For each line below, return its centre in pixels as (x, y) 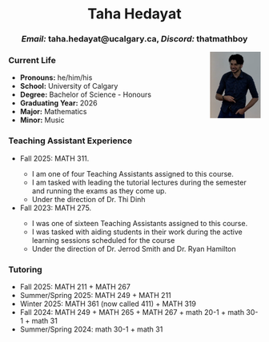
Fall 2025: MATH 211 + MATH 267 (75, 287)
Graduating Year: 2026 (58, 103)
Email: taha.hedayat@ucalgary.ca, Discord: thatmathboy (134, 39)
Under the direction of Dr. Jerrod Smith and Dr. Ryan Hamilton (134, 249)
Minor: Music (42, 120)
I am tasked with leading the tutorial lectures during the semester (139, 182)
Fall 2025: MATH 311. (54, 158)
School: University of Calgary (69, 86)
